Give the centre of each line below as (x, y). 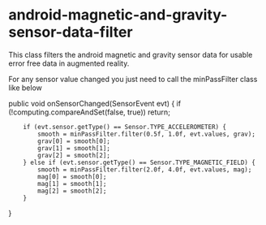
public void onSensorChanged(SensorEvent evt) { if (94, 103)
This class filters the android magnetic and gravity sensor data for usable (131, 54)
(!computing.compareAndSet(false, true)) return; (89, 112)
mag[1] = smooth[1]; (72, 184)
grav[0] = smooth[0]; (74, 141)
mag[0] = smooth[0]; (72, 176)
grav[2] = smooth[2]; (74, 155)
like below (25, 88)
